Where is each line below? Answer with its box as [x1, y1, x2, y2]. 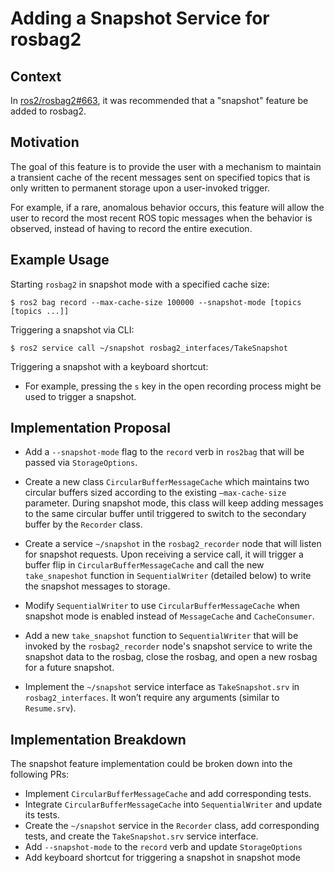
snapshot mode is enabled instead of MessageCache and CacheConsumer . [24, 610, 315, 622]
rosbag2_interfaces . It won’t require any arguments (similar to [24, 692, 280, 704]
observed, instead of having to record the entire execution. [10, 222, 253, 234]
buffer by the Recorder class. [24, 518, 143, 531]
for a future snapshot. [24, 662, 115, 674]
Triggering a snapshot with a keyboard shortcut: [10, 360, 209, 372]
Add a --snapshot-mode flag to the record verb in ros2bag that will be [24, 446, 305, 458]
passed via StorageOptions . [24, 457, 138, 469]
